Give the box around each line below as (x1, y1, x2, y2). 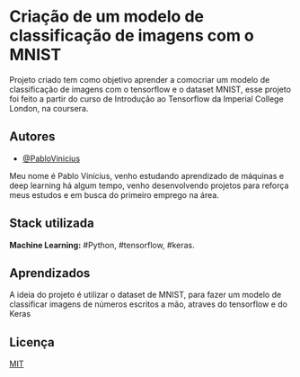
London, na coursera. (9, 103, 89, 113)
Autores (9, 129, 56, 145)
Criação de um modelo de (9, 6, 205, 27)
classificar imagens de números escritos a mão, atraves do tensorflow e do (9, 299, 287, 310)
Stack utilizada (9, 216, 94, 231)
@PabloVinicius (22, 153, 81, 164)
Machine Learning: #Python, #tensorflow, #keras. (9, 239, 195, 250)
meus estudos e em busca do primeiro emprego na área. (9, 189, 220, 200)
